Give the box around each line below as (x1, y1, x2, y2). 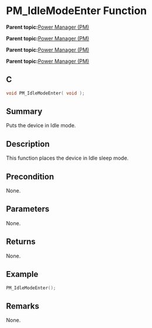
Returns (6, 236, 36, 247)
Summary (6, 107, 43, 117)
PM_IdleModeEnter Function (6, 4, 147, 18)
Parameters (6, 204, 50, 214)
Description (6, 139, 50, 149)
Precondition (6, 171, 54, 181)
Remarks (6, 301, 40, 311)
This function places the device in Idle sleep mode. (6, 154, 129, 162)
